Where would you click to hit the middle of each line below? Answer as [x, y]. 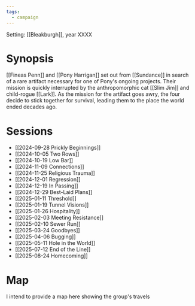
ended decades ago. [32, 107]
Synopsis [30, 58]
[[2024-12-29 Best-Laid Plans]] [54, 192]
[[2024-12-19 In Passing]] [47, 186]
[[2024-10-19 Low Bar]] [44, 160]
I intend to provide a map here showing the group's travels [78, 296]
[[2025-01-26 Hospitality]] [47, 211]
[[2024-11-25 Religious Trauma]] [55, 173]
